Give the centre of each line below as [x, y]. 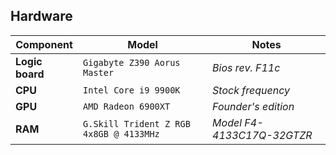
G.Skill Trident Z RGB [137, 123]
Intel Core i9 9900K [132, 90]
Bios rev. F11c [246, 67]
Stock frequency [251, 90]
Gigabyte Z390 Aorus [132, 62]
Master [99, 72]
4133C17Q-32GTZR [262, 135]
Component [44, 44]
